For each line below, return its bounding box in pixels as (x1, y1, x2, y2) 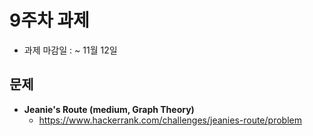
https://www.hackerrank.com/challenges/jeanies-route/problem (38, 114, 302, 126)
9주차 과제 (9, 9, 90, 32)
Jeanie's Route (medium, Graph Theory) (23, 103, 195, 115)
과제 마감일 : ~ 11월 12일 (23, 44, 118, 56)
